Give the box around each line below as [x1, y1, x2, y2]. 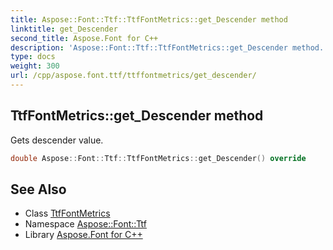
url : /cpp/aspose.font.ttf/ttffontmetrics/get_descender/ [10, 71, 257, 81]
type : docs [10, 52, 56, 62]
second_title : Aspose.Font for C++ [10, 33, 159, 43]
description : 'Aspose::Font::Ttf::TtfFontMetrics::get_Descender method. [10, 42, 325, 53]
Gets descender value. [10, 134, 104, 146]
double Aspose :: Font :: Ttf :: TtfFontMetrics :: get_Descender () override [10, 153, 307, 163]
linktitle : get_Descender [10, 24, 118, 34]
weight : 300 [10, 61, 60, 71]
